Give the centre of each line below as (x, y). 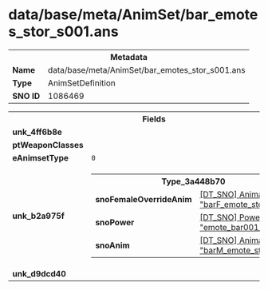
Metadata (129, 57)
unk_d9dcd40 (39, 273)
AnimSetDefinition (81, 83)
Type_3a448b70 (193, 181)
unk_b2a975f (39, 216)
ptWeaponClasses (48, 145)
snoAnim (112, 245)
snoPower (115, 222)
